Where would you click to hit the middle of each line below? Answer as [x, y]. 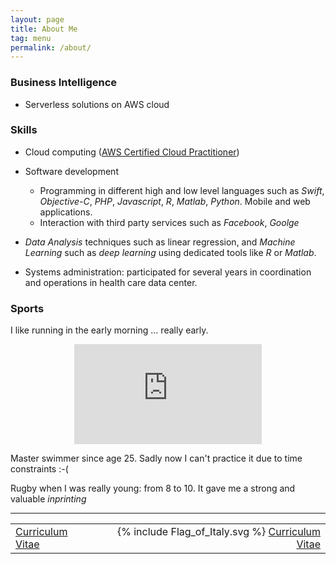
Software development [71, 171]
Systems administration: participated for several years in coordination [168, 272]
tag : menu [31, 38]
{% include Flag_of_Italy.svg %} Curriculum [218, 532]
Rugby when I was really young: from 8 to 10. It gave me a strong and [153, 488]
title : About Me [44, 29]
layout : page [37, 19]
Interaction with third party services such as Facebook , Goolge [169, 222]
